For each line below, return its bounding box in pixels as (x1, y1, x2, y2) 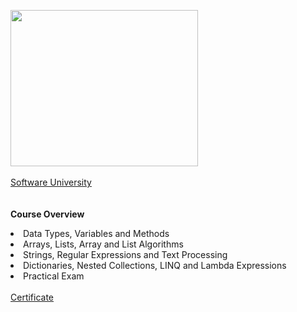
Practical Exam (23, 270, 85, 282)
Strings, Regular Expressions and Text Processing (23, 249, 228, 260)
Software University (10, 176, 92, 188)
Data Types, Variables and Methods (23, 228, 170, 239)
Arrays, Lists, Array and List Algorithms (23, 238, 184, 250)
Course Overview (10, 208, 85, 220)
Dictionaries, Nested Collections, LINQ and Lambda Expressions (23, 260, 287, 271)
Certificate (10, 291, 55, 303)
